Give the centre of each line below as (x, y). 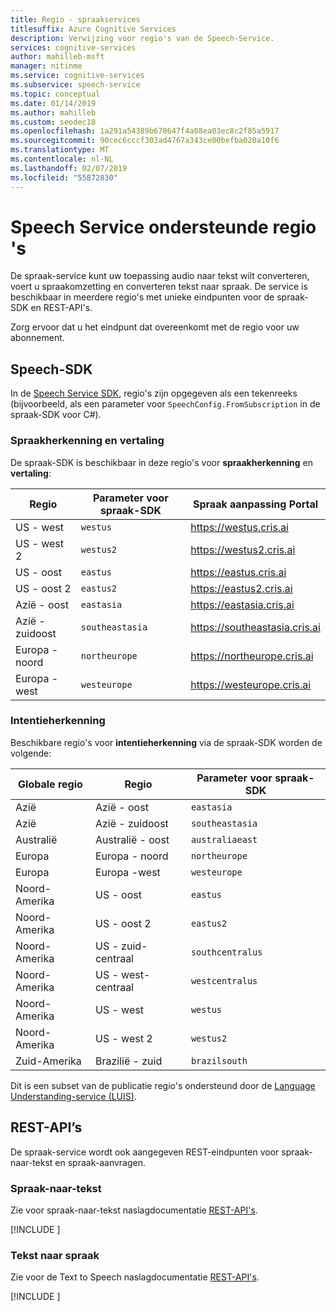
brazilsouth (219, 1060)
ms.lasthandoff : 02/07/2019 (69, 168)
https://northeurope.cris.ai (252, 656)
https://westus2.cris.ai (243, 549)
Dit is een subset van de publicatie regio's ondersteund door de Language (163, 1085)
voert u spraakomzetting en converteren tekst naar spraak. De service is (159, 287)
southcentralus (226, 952)
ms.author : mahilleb (53, 112)
